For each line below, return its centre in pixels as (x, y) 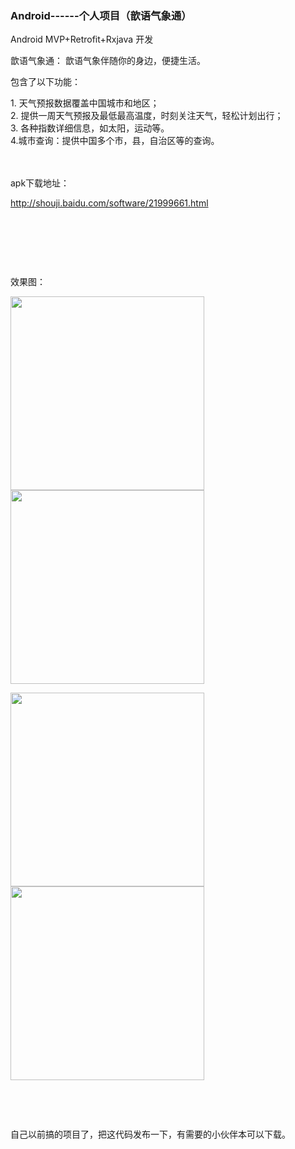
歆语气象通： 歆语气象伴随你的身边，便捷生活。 (108, 61)
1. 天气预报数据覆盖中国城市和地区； (85, 103)
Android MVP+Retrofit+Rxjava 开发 (82, 39)
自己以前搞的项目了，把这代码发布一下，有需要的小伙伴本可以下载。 (150, 1134)
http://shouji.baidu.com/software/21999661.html (109, 203)
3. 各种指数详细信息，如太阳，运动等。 (90, 128)
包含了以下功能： (45, 82)
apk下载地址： (40, 183)
